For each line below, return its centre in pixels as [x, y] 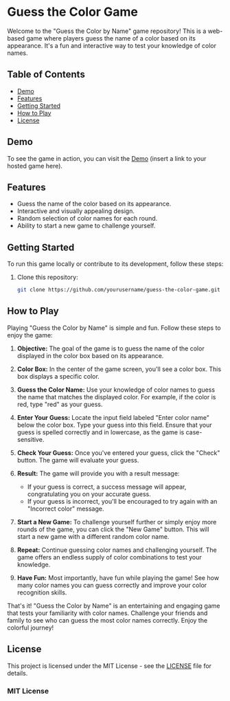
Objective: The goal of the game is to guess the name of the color [111, 348]
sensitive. [31, 439]
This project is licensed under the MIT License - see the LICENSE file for [109, 666]
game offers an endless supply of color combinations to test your [110, 557]
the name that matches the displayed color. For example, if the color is [116, 397]
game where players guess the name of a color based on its [111, 38]
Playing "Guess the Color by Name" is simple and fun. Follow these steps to [114, 328]
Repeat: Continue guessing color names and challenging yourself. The [117, 550]
